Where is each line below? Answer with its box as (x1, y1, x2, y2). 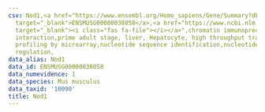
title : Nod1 (8, 92, 47, 100)
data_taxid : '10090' (8, 84, 77, 93)
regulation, (15, 48, 55, 56)
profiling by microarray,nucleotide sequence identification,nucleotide (15, 41, 259, 49)
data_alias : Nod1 (8, 56, 65, 64)
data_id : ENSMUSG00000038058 (8, 63, 104, 71)
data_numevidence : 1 (8, 70, 77, 78)
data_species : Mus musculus (8, 77, 101, 85)
